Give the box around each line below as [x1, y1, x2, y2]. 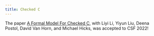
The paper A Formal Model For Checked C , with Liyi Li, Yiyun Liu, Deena [5, 20, 150, 26]
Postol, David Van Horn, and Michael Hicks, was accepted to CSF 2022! [5, 25, 149, 31]
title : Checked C [5, 7, 40, 12]
